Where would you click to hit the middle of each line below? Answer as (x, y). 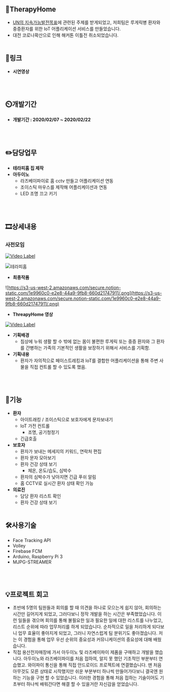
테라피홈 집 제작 (28, 168)
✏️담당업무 (21, 153)
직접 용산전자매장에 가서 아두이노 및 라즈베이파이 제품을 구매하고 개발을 (83, 652)
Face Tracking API (32, 540)
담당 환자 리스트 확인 (41, 496)
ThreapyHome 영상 (33, 314)
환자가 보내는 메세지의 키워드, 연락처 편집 (61, 451)
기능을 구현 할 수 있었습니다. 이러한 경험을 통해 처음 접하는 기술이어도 (90, 678)
